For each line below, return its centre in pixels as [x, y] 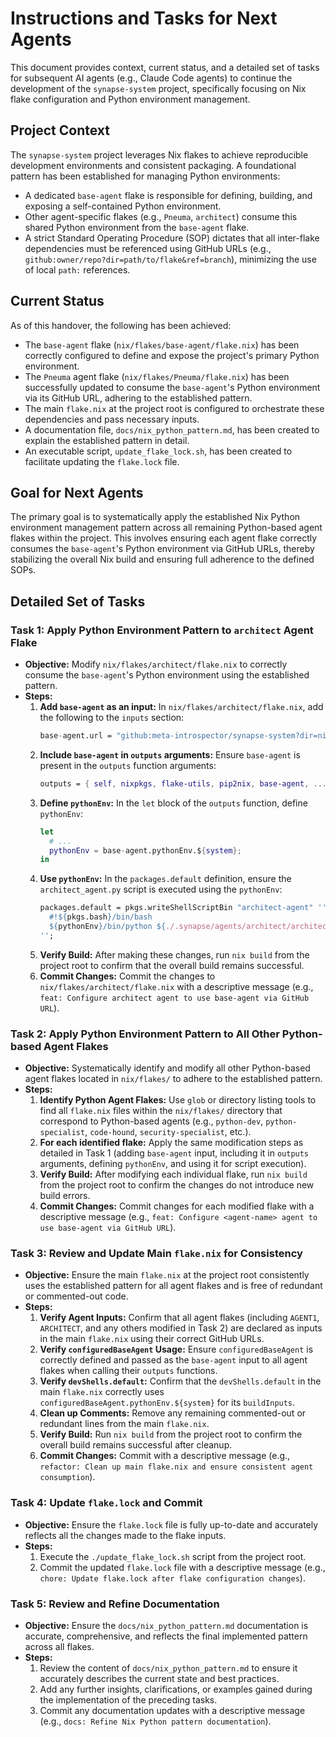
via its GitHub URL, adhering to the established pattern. [138, 398]
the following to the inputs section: [112, 718]
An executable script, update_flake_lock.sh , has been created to [158, 451]
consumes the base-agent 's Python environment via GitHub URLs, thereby [162, 549]
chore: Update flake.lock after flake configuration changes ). [172, 1578]
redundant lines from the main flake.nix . [124, 1424]
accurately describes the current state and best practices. [159, 1678]
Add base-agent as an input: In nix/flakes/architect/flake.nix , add [181, 707]
